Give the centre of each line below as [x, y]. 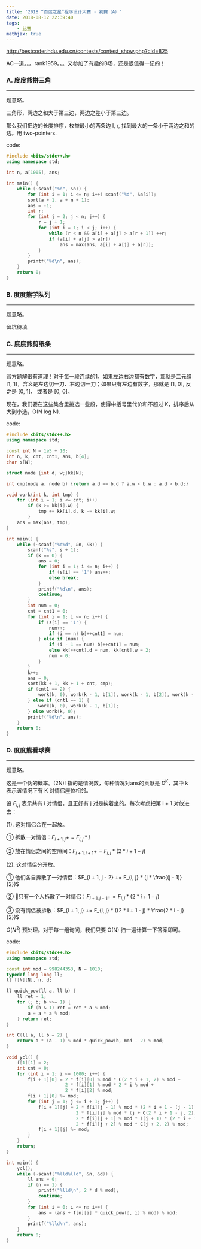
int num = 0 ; [44, 606]
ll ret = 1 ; [32, 997]
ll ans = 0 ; [43, 1180]
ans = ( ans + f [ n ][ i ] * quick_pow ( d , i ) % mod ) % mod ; [108, 1213]
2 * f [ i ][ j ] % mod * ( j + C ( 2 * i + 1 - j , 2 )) [136, 1113]
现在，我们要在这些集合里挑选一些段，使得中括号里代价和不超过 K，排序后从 [100, 404]
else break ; [64, 578]
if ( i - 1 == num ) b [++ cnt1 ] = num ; [95, 645]
